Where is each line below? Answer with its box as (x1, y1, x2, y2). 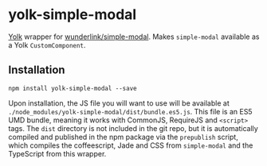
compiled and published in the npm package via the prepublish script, (8, 132, 239, 141)
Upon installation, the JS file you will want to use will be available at (8, 98, 230, 108)
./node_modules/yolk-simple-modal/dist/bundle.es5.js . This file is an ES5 (8, 106, 253, 116)
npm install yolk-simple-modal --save (8, 84, 137, 92)
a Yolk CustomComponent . (8, 40, 86, 49)
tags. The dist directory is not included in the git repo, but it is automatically (8, 123, 259, 133)
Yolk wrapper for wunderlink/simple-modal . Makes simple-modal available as (8, 32, 260, 41)
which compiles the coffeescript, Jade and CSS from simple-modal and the (8, 141, 253, 150)
